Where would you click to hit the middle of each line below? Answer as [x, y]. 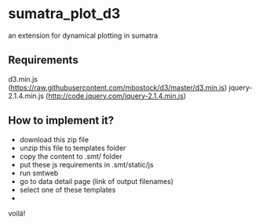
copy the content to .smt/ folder [71, 156]
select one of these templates [67, 189]
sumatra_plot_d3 [64, 14]
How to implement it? [61, 121]
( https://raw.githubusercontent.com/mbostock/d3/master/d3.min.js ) [118, 87]
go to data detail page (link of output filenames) [97, 181]
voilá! [17, 213]
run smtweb [39, 173]
